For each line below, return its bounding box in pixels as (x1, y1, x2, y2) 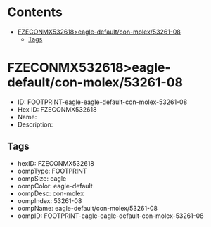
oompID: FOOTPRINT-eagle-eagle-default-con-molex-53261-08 (17, 212, 204, 220)
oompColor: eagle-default (17, 181, 93, 190)
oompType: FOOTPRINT (17, 167, 87, 175)
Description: (17, 120, 53, 129)
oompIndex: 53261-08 (17, 196, 82, 205)
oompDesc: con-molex (17, 189, 84, 197)
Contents (7, 4, 63, 20)
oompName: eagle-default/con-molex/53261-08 (17, 204, 158, 212)
